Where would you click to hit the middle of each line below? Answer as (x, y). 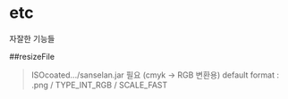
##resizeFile (32, 56)
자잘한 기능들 (32, 38)
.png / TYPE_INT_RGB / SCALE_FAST (99, 85)
